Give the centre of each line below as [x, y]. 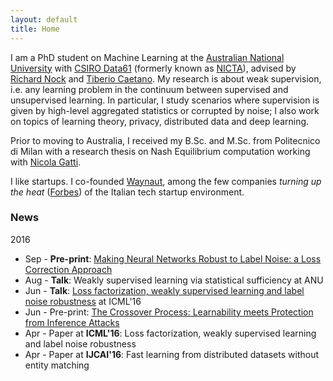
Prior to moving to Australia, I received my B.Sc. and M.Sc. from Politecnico [165, 140]
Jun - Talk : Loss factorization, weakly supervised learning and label [164, 290]
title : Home [35, 29]
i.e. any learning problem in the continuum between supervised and [149, 89]
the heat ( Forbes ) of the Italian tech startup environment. [127, 192]
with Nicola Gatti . [46, 162]
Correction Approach [68, 269]
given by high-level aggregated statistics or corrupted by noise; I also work [165, 110]
